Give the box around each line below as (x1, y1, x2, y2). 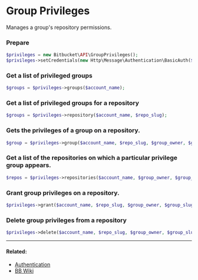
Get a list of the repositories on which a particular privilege (6, 154, 178, 162)
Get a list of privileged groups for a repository (6, 99, 140, 107)
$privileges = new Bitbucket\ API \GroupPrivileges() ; (6, 52, 138, 58)
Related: (6, 247, 28, 255)
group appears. (6, 161, 51, 169)
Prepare (6, 38, 29, 47)
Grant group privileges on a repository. (6, 188, 120, 197)
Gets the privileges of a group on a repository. (6, 126, 140, 134)
